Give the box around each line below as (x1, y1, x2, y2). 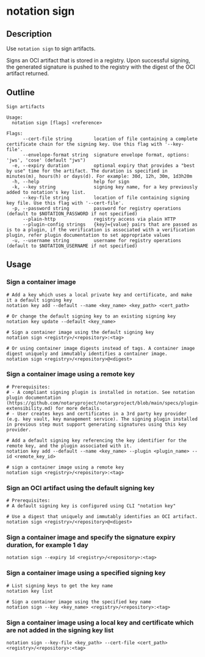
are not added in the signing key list (6, 626, 114, 634)
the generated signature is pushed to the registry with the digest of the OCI (6, 63, 195, 70)
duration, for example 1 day (6, 541, 88, 549)
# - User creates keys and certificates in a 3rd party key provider (6, 410, 187, 417)
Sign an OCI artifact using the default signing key (6, 483, 155, 492)
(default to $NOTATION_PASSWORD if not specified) (6, 210, 138, 217)
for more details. (55, 405, 103, 411)
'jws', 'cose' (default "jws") (6, 157, 86, 163)
